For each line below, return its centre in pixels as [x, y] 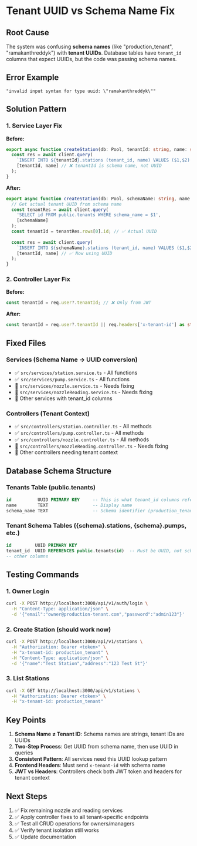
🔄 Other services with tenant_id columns [63, 398]
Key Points [26, 720]
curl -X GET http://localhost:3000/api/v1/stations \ [73, 691]
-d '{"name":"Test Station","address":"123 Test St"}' [80, 663]
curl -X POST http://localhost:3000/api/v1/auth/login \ [77, 603]
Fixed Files [26, 343]
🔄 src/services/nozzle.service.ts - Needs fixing [74, 385]
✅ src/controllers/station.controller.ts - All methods [83, 427]
